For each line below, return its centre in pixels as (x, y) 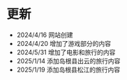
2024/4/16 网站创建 (45, 35)
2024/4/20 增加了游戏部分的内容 (63, 43)
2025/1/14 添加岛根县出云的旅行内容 (68, 61)
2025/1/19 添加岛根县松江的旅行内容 (68, 70)
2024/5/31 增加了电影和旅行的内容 (66, 52)
